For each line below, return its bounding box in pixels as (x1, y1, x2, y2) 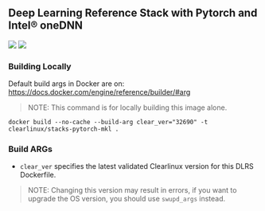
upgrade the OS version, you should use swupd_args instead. (27, 194, 226, 204)
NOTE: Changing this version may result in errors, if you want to (27, 186, 237, 195)
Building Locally (8, 61, 72, 72)
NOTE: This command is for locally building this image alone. (27, 103, 228, 112)
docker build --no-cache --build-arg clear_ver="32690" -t (8, 119, 208, 127)
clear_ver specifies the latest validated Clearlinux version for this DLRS (19, 162, 255, 171)
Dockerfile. (19, 170, 57, 180)
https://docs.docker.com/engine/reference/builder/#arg (8, 88, 191, 97)
